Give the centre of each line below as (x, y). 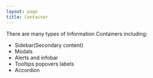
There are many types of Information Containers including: (77, 33)
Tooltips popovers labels (44, 64)
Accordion (27, 70)
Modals (24, 51)
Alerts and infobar (36, 57)
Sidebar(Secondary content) (49, 45)
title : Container (27, 17)
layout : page (22, 11)
